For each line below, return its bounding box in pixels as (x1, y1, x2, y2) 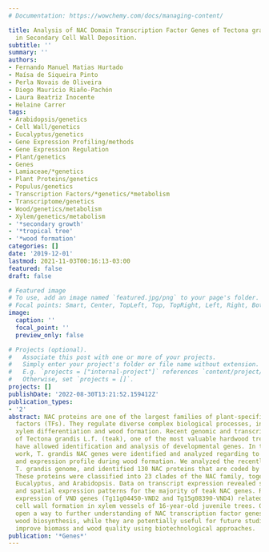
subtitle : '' (8, 41, 52, 49)
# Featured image (8, 286, 66, 295)
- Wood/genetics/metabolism (8, 205, 102, 213)
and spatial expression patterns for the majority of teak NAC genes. (15, 487, 256, 495)
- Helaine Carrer (8, 101, 66, 109)
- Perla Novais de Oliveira (8, 78, 102, 87)
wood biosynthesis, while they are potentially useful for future (15, 517, 242, 525)
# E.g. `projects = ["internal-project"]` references (8, 368, 199, 377)
